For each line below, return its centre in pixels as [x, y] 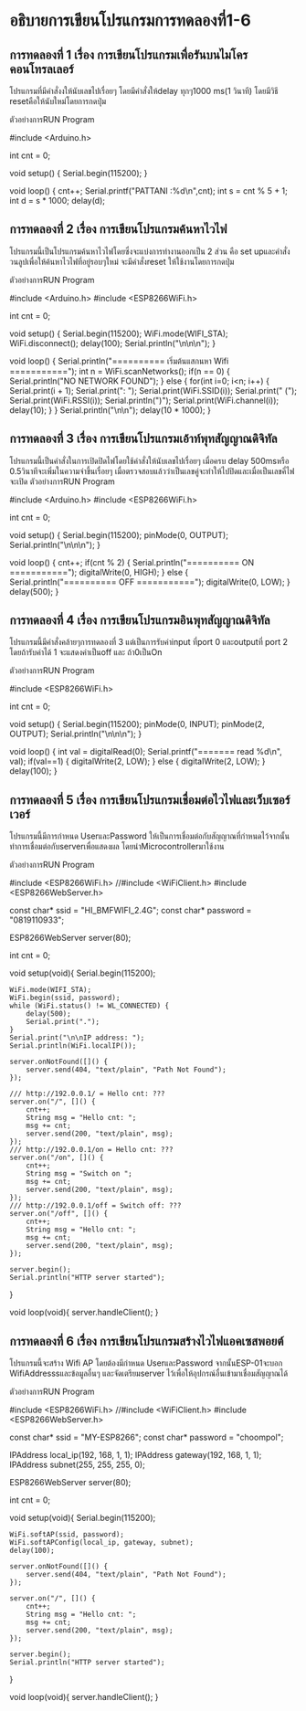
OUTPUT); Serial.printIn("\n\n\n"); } [76, 734]
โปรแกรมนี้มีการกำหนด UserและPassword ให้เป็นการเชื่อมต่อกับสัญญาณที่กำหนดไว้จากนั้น [150, 836]
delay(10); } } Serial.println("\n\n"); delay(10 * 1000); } [111, 410]
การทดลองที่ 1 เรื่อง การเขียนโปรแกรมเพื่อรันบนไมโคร [129, 54]
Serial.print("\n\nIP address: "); [77, 1038]
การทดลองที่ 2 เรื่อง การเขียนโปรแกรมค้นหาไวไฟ [118, 229]
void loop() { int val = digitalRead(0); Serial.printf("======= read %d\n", [146, 752]
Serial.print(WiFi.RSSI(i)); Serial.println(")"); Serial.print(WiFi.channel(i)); [144, 400]
